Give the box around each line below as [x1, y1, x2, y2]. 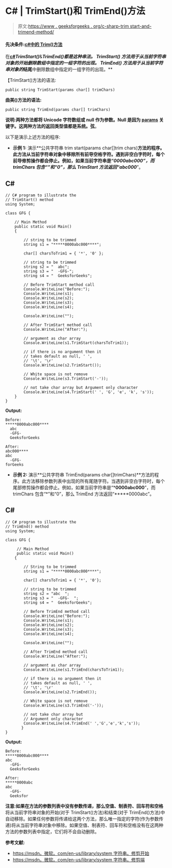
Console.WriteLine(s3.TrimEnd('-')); [23, 703, 104, 708]
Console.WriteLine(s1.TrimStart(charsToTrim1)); [23, 340, 129, 346]
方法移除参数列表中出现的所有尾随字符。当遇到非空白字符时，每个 [26, 478, 165, 484]
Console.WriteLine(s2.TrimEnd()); [23, 689, 97, 695]
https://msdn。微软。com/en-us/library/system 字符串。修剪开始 [12, 850, 150, 856]
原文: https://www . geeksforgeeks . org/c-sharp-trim [17, 23, 129, 29]
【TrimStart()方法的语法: [5, 77, 57, 83]
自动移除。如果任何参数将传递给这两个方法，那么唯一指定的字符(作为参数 [5, 815, 159, 821]
